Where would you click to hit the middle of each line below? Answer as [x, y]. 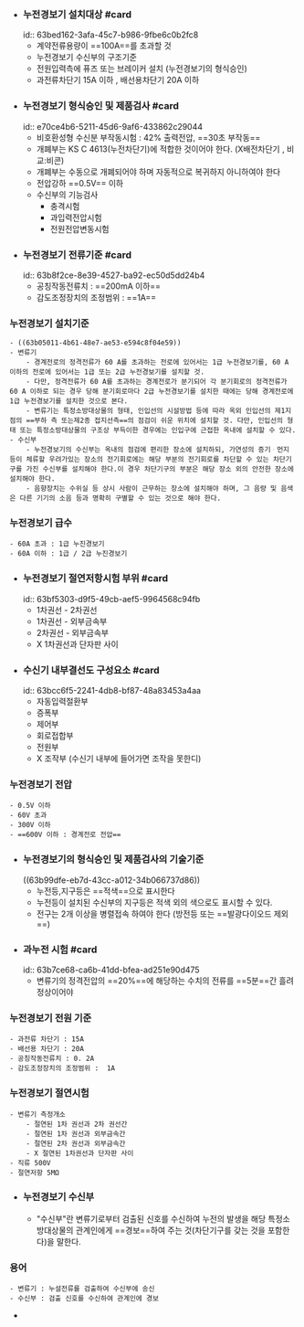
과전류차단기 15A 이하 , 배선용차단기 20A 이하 [118, 80]
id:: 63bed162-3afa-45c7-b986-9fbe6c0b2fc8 [110, 35]
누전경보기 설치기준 [49, 324]
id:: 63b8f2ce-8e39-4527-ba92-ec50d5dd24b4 [114, 275]
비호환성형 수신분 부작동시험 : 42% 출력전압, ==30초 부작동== [148, 137]
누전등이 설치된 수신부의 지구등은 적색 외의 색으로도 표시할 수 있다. [154, 902]
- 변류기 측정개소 [38, 1114]
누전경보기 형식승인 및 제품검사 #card [101, 106]
